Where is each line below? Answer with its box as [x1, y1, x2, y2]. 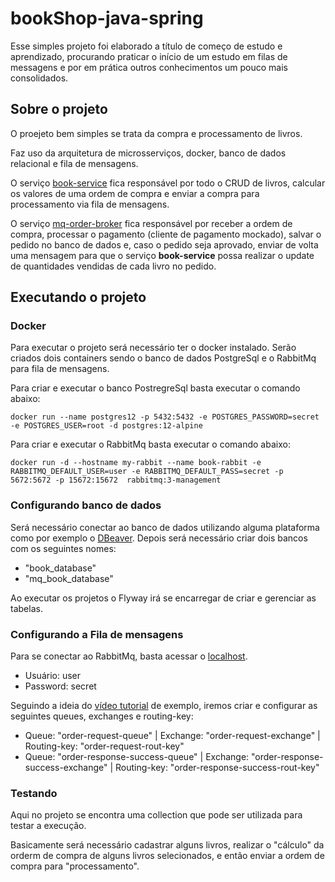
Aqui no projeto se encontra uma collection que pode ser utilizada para [10, 809, 303, 821]
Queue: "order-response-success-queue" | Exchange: [24, 751, 250, 763]
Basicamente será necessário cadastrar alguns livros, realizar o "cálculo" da [10, 839, 325, 851]
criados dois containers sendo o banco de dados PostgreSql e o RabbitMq [10, 352, 317, 364]
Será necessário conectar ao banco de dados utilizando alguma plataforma [10, 521, 320, 533]
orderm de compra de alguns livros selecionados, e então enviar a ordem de [10, 850, 325, 862]
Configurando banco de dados [10, 498, 162, 512]
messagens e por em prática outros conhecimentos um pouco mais [10, 61, 288, 73]
